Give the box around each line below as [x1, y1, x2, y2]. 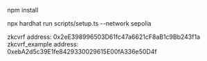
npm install [7, 6, 39, 14]
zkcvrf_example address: [7, 40, 79, 48]
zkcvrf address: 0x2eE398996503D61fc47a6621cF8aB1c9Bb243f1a [7, 33, 201, 41]
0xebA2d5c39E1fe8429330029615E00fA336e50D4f [7, 48, 157, 55]
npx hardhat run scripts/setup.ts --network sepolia [7, 19, 152, 27]
